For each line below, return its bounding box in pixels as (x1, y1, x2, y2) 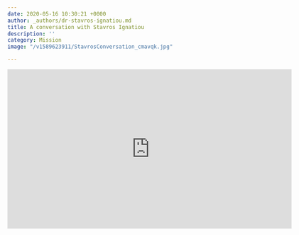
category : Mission (7, 37, 62, 44)
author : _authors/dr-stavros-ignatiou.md (7, 17, 132, 24)
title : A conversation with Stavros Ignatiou (7, 23, 144, 30)
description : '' (7, 30, 55, 38)
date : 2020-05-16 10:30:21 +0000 (7, 10, 107, 18)
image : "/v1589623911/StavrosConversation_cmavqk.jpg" (7, 43, 173, 50)
